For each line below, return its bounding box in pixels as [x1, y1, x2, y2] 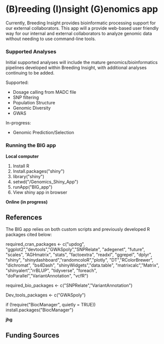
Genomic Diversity [12, 105, 51, 111]
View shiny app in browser [12, 189, 68, 195]
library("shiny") [12, 173, 44, 179]
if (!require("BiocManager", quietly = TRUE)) [5, 302, 96, 308]
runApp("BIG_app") [12, 184, 53, 190]
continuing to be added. [5, 70, 55, 76]
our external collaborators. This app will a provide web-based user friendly [5, 25, 159, 31]
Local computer [5, 153, 39, 159]
